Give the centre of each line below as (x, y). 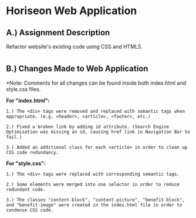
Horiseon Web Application (72, 11)
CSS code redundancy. (33, 152)
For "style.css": (26, 163)
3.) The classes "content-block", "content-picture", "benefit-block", (95, 200)
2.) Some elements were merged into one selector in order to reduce (93, 184)
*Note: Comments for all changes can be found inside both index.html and (96, 83)
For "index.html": (28, 100)
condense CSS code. (30, 210)
